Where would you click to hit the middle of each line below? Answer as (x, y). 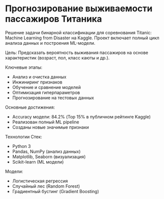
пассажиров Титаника (54, 19)
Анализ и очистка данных (39, 77)
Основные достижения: (30, 107)
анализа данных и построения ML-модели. (50, 43)
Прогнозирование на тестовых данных (53, 98)
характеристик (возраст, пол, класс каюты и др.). (57, 57)
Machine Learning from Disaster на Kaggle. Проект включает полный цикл (82, 38)
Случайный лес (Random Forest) (46, 186)
